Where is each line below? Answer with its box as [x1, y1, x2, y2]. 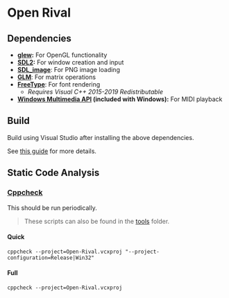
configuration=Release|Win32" [7, 254, 95, 261]
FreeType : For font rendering [17, 80, 101, 88]
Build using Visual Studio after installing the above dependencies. [7, 133, 194, 141]
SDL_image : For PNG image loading [17, 66, 120, 73]
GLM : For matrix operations [17, 73, 96, 81]
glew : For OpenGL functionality [17, 51, 108, 59]
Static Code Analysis [7, 167, 100, 179]
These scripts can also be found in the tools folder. [24, 217, 170, 225]
